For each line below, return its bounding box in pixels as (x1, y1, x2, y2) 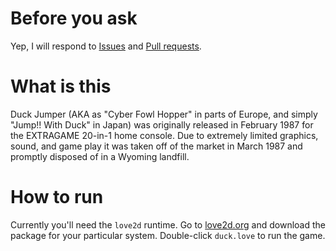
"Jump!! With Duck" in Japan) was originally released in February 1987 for (10, 118, 314, 131)
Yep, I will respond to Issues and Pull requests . (10, 40, 202, 52)
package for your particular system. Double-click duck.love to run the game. (10, 229, 326, 241)
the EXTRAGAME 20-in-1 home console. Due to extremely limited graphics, (10, 129, 319, 141)
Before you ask (10, 7, 138, 30)
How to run (10, 186, 104, 209)
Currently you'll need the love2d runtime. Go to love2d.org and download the (10, 218, 326, 231)
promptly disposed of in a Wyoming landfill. (10, 150, 190, 162)
